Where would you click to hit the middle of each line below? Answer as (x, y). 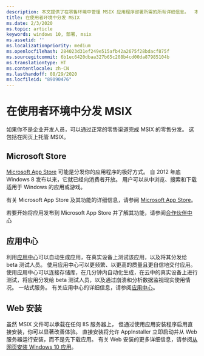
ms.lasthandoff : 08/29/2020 (42, 74)
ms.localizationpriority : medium (49, 46)
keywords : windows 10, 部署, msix (49, 35)
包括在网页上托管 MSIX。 (38, 137)
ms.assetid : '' (25, 40)
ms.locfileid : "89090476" (39, 79)
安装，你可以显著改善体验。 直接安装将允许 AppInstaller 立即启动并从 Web (104, 332)
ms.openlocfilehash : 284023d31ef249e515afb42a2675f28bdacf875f (88, 52)
